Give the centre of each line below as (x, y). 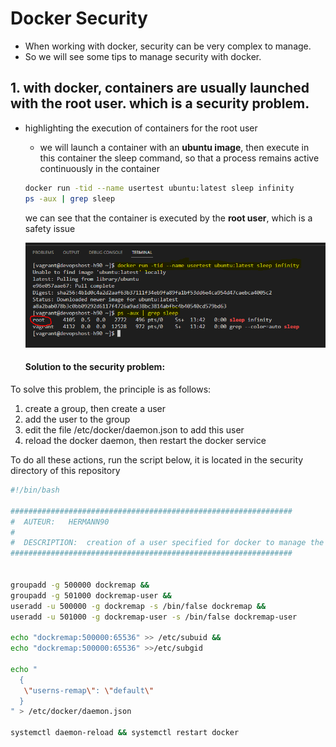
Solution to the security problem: (95, 367)
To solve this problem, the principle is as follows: (111, 389)
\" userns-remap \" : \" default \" (89, 690)
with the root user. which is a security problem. (160, 103)
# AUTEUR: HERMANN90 (60, 522)
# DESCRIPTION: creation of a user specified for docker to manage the (167, 543)
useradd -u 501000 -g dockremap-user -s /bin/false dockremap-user (154, 617)
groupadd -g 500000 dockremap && (80, 585)
